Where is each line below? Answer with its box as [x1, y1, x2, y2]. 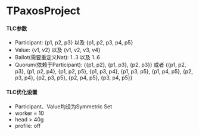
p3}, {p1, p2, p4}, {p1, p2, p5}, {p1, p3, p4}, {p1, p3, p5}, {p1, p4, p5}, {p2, [14, 68, 194, 75]
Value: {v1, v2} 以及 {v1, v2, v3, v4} [14, 46, 101, 54]
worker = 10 [14, 110, 45, 117]
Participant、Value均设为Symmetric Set [14, 102, 113, 110]
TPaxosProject [6, 4, 80, 18]
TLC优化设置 [6, 88, 38, 95]
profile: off [14, 122, 41, 129]
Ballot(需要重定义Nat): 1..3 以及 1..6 [14, 54, 100, 61]
